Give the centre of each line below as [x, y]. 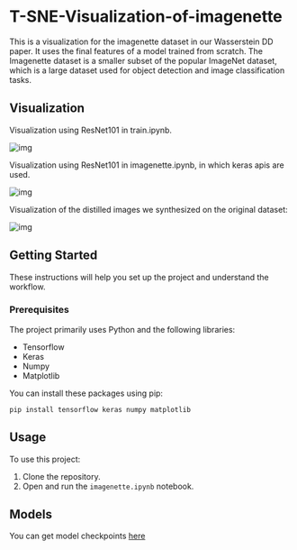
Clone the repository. [61, 476]
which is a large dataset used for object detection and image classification [147, 70]
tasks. [21, 79]
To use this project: [45, 459]
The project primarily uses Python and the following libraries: [122, 329]
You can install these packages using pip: [86, 393]
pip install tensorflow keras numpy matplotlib [100, 409]
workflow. [27, 287]
